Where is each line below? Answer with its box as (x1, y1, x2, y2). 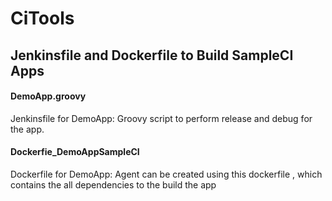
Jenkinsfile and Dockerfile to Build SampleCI (10, 47, 294, 64)
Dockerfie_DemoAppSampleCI (10, 146, 140, 158)
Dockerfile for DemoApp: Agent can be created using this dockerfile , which (10, 168, 323, 180)
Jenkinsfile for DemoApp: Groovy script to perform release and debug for (10, 112, 313, 124)
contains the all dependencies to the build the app (10, 178, 217, 191)
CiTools (10, 7, 75, 30)
